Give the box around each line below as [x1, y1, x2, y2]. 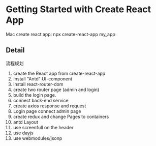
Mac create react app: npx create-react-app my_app [6, 31, 116, 37]
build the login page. [13, 92, 56, 98]
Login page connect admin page [13, 108, 81, 114]
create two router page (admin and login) [13, 86, 100, 93]
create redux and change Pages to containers [13, 113, 109, 120]
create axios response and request [13, 103, 86, 109]
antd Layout [13, 119, 39, 125]
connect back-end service [13, 97, 69, 103]
